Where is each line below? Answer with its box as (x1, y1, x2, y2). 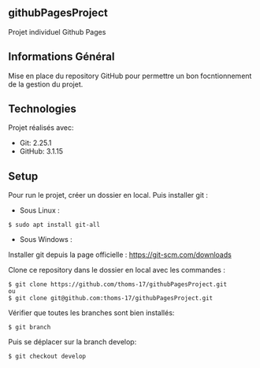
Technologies (8, 102, 77, 116)
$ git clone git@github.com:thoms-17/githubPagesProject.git (8, 295, 214, 303)
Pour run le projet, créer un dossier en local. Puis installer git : (8, 191, 209, 200)
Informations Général (8, 50, 115, 64)
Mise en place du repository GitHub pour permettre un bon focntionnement (8, 71, 252, 80)
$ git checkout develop (8, 352, 87, 361)
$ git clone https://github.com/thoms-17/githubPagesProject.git (8, 281, 227, 288)
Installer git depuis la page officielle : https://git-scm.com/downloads (8, 250, 232, 259)
